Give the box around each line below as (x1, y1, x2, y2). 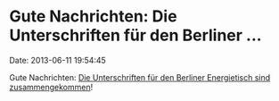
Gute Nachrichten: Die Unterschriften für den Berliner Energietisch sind (9, 72, 271, 82)
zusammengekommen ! (9, 81, 94, 92)
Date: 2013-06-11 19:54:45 (9, 55, 107, 65)
